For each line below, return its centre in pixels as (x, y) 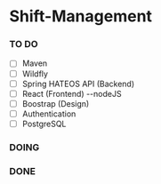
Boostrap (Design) (56, 103)
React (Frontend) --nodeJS (72, 93)
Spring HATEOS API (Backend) (78, 84)
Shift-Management (81, 16)
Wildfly (35, 74)
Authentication (49, 114)
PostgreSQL (44, 124)
